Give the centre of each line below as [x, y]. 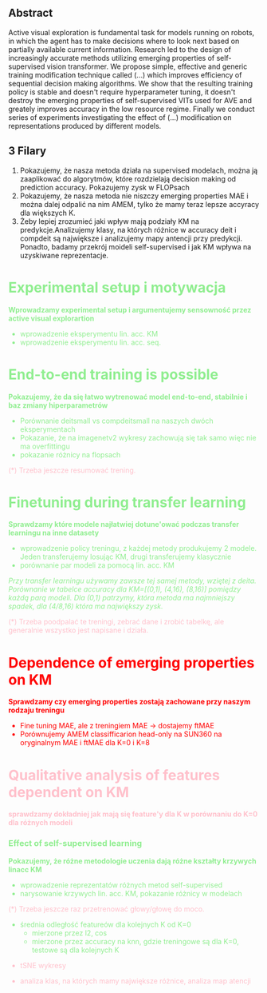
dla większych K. [47, 213]
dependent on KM [69, 792]
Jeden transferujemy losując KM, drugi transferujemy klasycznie [126, 557]
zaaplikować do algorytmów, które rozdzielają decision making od [128, 178]
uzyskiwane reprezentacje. [64, 255]
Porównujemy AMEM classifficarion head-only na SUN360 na [121, 734]
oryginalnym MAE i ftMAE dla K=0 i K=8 [84, 743]
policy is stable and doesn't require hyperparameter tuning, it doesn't [122, 92]
